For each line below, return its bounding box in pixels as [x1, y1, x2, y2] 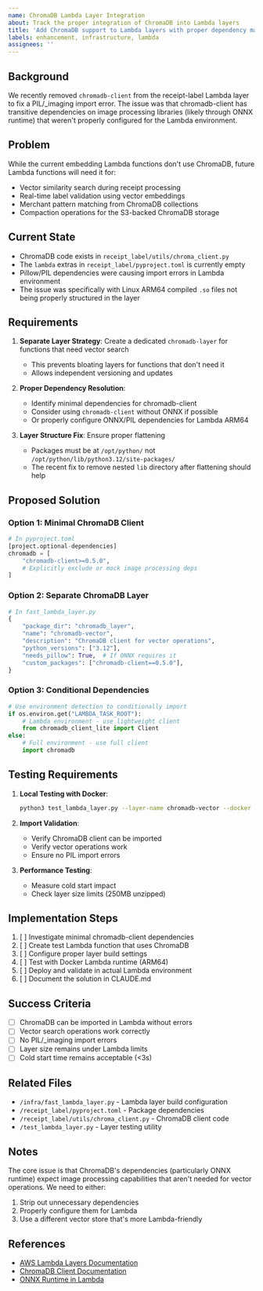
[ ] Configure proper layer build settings [19, 949, 147, 958]
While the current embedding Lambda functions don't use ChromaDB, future [8, 159, 255, 169]
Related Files [8, 1076, 73, 1089]
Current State [8, 231, 76, 244]
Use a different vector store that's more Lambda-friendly [19, 1214, 203, 1224]
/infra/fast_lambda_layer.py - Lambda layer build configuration [19, 1097, 229, 1107]
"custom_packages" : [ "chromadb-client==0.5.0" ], [22, 658, 184, 667]
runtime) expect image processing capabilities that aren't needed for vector [8, 1174, 252, 1183]
